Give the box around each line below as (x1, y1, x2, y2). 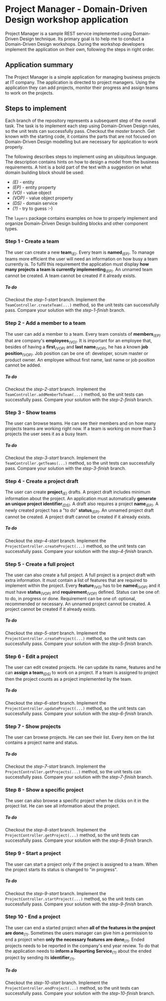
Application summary (5, 61, 73, 69)
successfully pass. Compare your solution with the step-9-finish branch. (5, 901, 153, 907)
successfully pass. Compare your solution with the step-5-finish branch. (5, 640, 153, 646)
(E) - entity (12, 179, 35, 185)
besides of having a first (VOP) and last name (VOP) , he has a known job (5, 344, 149, 351)
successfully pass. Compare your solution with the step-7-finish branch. (5, 774, 153, 780)
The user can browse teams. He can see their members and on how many (5, 420, 156, 426)
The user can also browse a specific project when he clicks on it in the (5, 798, 149, 804)
